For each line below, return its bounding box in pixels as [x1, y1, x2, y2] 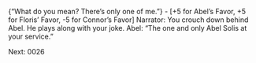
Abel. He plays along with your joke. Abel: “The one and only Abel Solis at [8, 24, 247, 32]
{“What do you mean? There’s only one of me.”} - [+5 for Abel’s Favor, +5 [8, 7, 247, 16]
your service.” [8, 31, 54, 41]
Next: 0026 [8, 47, 45, 56]
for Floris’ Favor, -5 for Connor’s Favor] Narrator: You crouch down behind [8, 15, 249, 24]
